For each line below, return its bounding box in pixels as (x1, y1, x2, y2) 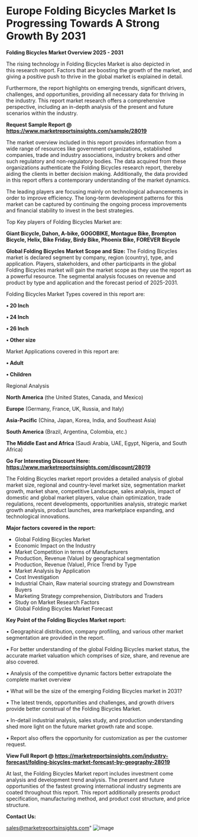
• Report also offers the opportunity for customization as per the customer (6, 734, 187, 741)
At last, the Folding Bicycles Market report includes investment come (6, 770, 173, 777)
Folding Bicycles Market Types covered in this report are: (6, 290, 145, 297)
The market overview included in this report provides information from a (6, 139, 181, 146)
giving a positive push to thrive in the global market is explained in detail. (6, 73, 183, 80)
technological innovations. (6, 513, 70, 520)
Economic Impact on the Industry (14, 542, 96, 549)
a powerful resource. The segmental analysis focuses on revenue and (6, 272, 176, 279)
